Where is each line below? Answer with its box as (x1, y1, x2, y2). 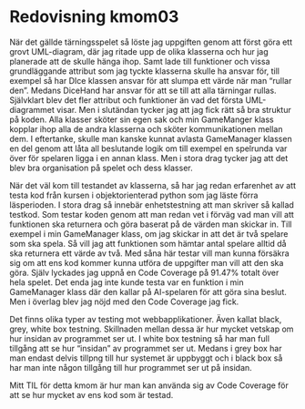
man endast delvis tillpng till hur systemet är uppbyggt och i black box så (9, 353, 283, 363)
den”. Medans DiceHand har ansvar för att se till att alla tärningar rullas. (9, 85, 277, 96)
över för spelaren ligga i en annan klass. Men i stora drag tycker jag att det (9, 152, 289, 163)
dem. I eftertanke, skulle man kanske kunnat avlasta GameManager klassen (9, 133, 293, 144)
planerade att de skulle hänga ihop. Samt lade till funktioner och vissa (9, 56, 270, 66)
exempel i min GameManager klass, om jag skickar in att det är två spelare (9, 228, 289, 239)
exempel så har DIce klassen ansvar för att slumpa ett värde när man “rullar (9, 75, 292, 86)
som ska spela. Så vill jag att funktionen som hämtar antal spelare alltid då (9, 238, 287, 249)
